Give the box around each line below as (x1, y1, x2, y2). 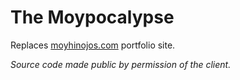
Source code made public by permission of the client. (10, 58, 232, 70)
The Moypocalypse (10, 6, 175, 29)
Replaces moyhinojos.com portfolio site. (10, 39, 176, 51)
